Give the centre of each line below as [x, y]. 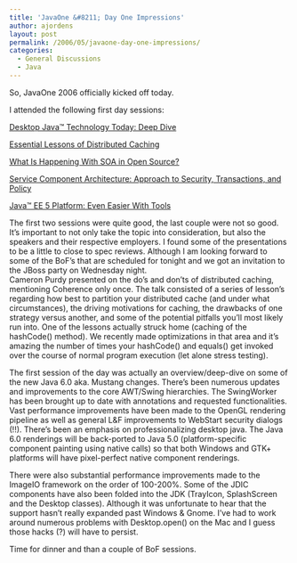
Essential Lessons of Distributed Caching [84, 144]
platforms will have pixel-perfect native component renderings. [124, 457]
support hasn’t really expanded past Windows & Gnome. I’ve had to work [143, 512]
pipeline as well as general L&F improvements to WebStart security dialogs [146, 420]
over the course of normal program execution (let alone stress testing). [139, 355]
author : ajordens [41, 26]
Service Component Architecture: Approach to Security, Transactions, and [145, 178]
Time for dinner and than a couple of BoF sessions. [103, 549]
